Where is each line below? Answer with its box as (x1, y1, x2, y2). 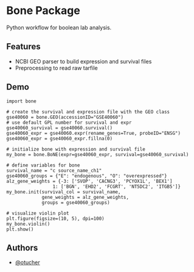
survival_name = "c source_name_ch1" (6, 167, 102, 174)
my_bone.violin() (6, 221, 50, 227)
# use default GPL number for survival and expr (6, 120, 132, 126)
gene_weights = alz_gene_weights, (41, 194, 130, 200)
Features (6, 41, 41, 52)
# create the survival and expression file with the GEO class (6, 109, 170, 115)
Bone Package (6, 4, 80, 18)
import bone (6, 98, 36, 104)
